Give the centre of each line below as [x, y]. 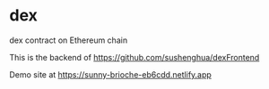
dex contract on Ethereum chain [69, 40]
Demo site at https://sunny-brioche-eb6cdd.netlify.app [111, 74]
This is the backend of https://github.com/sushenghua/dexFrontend [134, 57]
